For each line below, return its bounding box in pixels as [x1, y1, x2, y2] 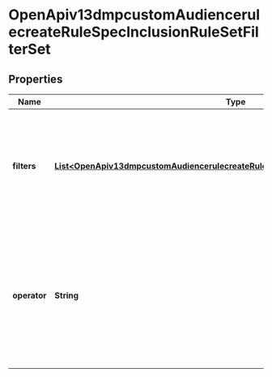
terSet [8, 40, 51, 58]
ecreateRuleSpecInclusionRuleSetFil [8, 23, 259, 41]
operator [12, 290, 47, 301]
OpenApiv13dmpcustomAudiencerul [8, 6, 261, 24]
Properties [8, 72, 63, 86]
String [54, 290, 79, 301]
